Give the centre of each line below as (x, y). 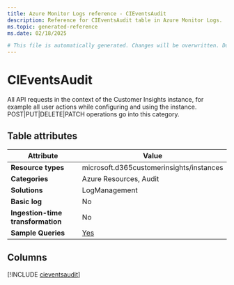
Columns (27, 257)
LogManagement (110, 190)
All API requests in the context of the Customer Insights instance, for (106, 100)
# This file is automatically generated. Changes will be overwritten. (113, 46)
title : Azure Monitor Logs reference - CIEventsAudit (87, 14)
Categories (30, 178)
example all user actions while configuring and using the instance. (102, 107)
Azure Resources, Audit (120, 178)
